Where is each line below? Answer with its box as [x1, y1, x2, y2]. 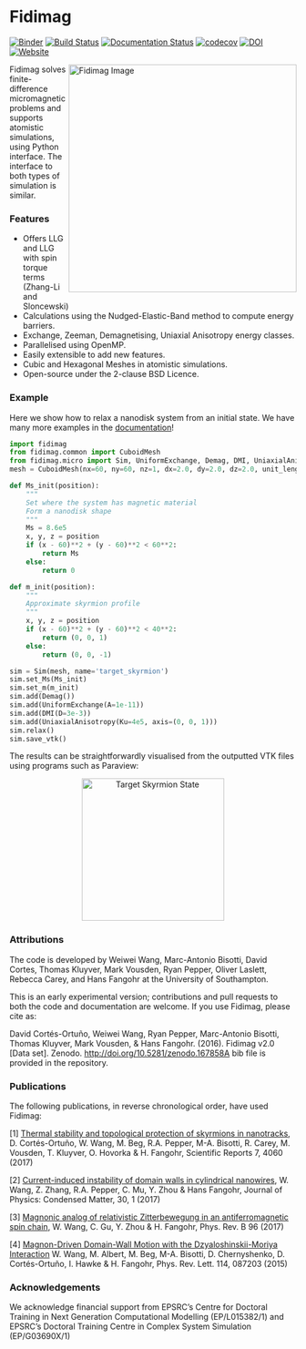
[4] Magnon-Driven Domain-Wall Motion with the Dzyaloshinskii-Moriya [9, 1239, 278, 1250]
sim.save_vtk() [9, 734, 67, 743]
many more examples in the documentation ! [9, 422, 175, 433]
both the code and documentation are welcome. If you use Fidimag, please [9, 1000, 291, 1012]
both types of [9, 170, 61, 181]
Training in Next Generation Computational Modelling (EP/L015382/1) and [9, 1312, 284, 1323]
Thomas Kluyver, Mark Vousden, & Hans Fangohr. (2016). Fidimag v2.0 [9, 1037, 275, 1048]
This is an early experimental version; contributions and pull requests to [9, 991, 279, 1002]
